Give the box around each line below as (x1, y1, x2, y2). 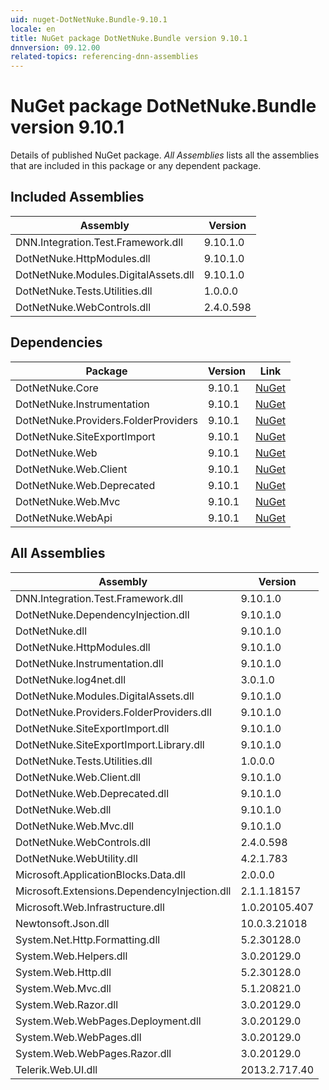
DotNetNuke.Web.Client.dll (15, 770, 142, 784)
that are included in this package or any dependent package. (10, 160, 262, 172)
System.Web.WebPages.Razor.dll (15, 1046, 172, 1060)
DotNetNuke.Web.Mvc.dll (15, 819, 135, 833)
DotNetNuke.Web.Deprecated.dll (15, 786, 170, 800)
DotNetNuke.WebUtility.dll (15, 851, 138, 865)
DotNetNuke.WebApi (15, 511, 113, 525)
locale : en (10, 24, 56, 34)
